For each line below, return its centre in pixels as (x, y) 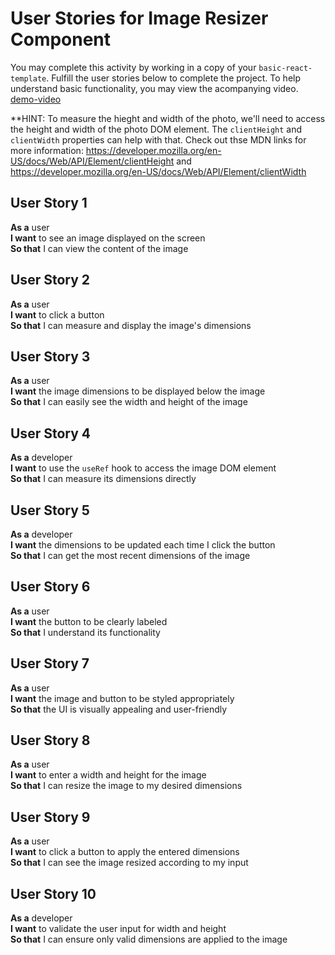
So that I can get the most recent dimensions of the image (130, 555)
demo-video (36, 99)
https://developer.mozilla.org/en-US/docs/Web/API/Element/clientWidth (158, 171)
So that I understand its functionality (85, 632)
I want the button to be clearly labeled (89, 621)
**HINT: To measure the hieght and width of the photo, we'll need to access (168, 118)
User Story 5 (50, 510)
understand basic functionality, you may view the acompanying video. (154, 88)
